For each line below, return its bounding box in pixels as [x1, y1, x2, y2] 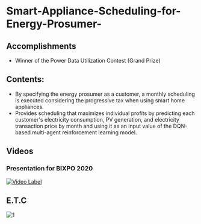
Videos [6, 146, 34, 157]
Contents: [6, 74, 45, 85]
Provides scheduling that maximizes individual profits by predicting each [14, 110, 195, 117]
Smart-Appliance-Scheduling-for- [6, 4, 181, 18]
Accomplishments [6, 41, 76, 51]
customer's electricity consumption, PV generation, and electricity [14, 116, 179, 123]
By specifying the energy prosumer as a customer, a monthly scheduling [14, 90, 196, 98]
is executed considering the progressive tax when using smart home [14, 96, 185, 104]
